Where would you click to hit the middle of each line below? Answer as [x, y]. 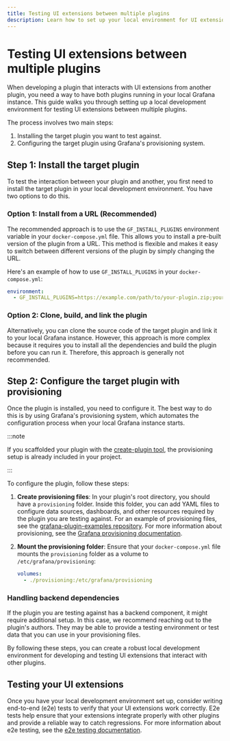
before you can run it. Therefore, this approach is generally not [96, 352]
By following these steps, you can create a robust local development [104, 648]
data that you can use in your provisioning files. [74, 635]
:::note [16, 436]
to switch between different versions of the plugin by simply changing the [111, 251]
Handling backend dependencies [63, 598]
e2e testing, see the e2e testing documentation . [75, 730]
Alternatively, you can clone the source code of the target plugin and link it [112, 330]
